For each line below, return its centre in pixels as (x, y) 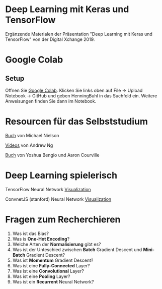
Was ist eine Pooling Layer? (41, 276)
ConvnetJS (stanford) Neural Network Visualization (58, 199)
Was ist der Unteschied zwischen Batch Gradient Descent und (77, 249)
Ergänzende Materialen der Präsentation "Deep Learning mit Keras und (79, 34)
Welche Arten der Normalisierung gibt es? (57, 244)
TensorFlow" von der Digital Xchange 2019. (50, 39)
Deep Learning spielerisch (61, 176)
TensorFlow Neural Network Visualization (48, 189)
